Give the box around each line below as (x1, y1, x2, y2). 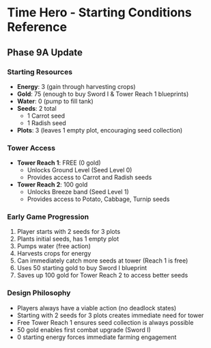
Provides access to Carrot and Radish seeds (27, 173, 152, 182)
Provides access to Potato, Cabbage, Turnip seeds (27, 195, 170, 203)
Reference (7, 19, 67, 35)
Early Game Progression (7, 212, 89, 222)
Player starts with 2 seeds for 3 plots (16, 228, 121, 236)
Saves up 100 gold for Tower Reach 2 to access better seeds (16, 271, 188, 280)
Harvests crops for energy (16, 250, 92, 258)
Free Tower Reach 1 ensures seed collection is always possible (16, 318, 194, 326)
